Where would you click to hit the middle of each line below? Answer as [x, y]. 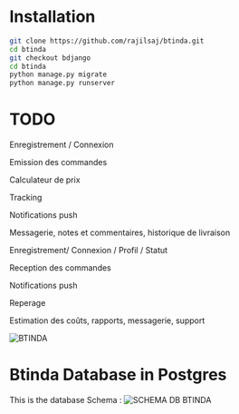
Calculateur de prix [45, 180]
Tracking [26, 198]
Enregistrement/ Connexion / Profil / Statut [89, 251]
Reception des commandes [60, 268]
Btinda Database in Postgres [118, 375]
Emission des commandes [58, 163]
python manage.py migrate [58, 74]
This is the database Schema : [66, 400]
